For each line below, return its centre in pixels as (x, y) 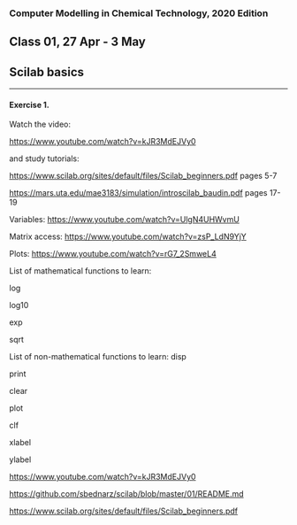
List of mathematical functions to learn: (80, 271)
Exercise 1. (30, 104)
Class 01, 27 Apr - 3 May (77, 42)
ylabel (20, 459)
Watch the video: (40, 124)
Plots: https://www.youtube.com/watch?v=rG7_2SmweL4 (113, 254)
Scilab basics (47, 72)
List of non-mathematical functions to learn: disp (98, 357)
